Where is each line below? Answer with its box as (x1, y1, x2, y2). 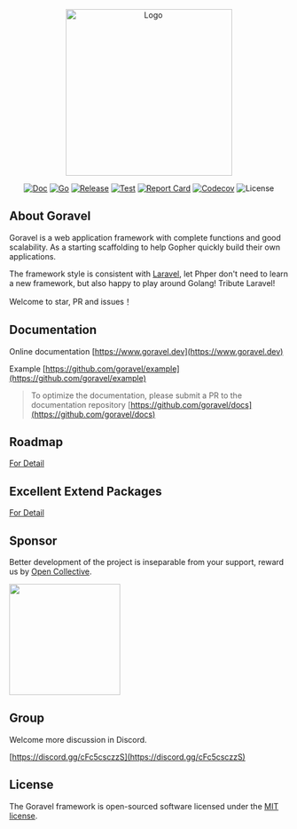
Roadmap (9, 434, 64, 450)
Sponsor (9, 533, 58, 548)
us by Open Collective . (9, 566, 92, 577)
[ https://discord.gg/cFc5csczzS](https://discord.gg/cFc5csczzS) (9, 751, 246, 762)
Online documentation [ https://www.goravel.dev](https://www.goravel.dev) (9, 346, 284, 356)
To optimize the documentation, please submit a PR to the (30, 390, 242, 401)
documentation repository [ (30, 399, 131, 410)
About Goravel (9, 209, 91, 224)
